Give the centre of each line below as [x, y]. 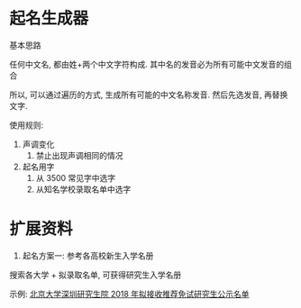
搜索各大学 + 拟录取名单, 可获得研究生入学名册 [96, 275]
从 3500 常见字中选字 [76, 177]
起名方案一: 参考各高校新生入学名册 [88, 255]
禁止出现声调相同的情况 [79, 155]
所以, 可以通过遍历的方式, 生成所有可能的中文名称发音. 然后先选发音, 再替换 [149, 95]
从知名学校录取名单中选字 [83, 189]
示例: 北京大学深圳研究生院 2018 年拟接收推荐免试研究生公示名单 [129, 294]
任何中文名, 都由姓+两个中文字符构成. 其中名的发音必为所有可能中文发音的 [147, 64]
